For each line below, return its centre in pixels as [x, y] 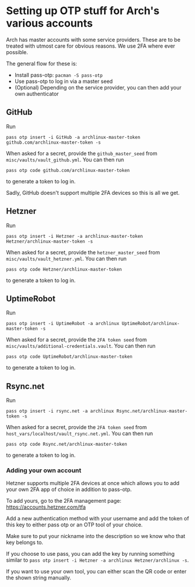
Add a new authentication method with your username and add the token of [97, 519]
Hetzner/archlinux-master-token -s [50, 241]
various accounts [49, 23]
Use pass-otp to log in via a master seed [64, 81]
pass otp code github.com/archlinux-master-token [68, 170]
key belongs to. [25, 542]
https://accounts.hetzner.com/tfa [46, 507]
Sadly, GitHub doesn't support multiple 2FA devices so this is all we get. [93, 193]
